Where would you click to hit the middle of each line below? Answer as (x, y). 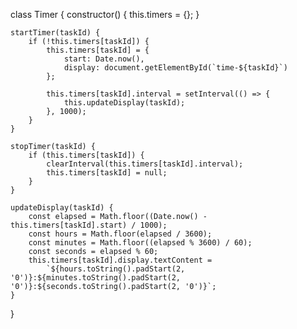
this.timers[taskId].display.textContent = (120, 260)
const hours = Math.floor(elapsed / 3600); (120, 234)
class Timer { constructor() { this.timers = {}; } (105, 14)
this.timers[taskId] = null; (107, 173)
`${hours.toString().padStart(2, (116, 269)
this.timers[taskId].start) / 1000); (89, 225)
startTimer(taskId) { (55, 33)
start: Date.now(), (104, 59)
